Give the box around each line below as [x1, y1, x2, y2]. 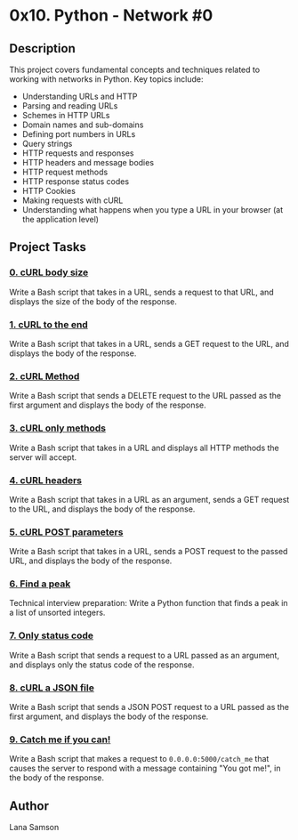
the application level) [21, 214, 100, 224]
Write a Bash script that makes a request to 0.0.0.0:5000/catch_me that [9, 754, 270, 764]
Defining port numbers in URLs [21, 129, 136, 139]
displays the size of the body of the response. [9, 295, 178, 307]
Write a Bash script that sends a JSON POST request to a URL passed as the [9, 702, 290, 713]
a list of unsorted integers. [9, 607, 106, 618]
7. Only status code [9, 629, 94, 642]
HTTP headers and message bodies [21, 157, 154, 167]
